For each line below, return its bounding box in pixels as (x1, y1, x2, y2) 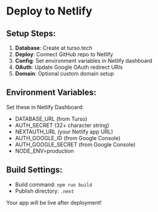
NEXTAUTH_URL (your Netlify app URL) (14, 128, 113, 135)
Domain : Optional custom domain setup (14, 70, 115, 77)
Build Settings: (6, 165, 63, 175)
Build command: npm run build (14, 181, 92, 188)
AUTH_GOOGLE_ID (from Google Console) (14, 134, 121, 141)
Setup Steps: (6, 28, 56, 39)
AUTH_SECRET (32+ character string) (14, 121, 110, 129)
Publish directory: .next (14, 187, 74, 194)
